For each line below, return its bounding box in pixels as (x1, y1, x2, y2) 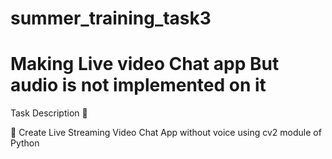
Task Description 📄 (10, 107, 88, 119)
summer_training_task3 (10, 7, 212, 30)
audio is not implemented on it (10, 74, 267, 97)
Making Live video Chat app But (10, 53, 280, 76)
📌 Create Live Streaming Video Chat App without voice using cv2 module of (10, 127, 322, 139)
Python (10, 137, 40, 149)
